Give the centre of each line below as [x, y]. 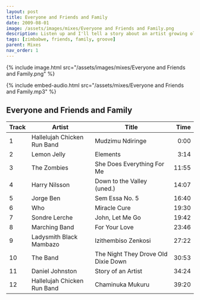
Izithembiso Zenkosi [123, 240]
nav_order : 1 [22, 51]
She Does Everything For [130, 164]
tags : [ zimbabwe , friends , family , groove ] [61, 39]
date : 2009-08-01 [28, 23]
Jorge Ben [46, 198]
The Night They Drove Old [131, 254]
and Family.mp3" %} [31, 91]
